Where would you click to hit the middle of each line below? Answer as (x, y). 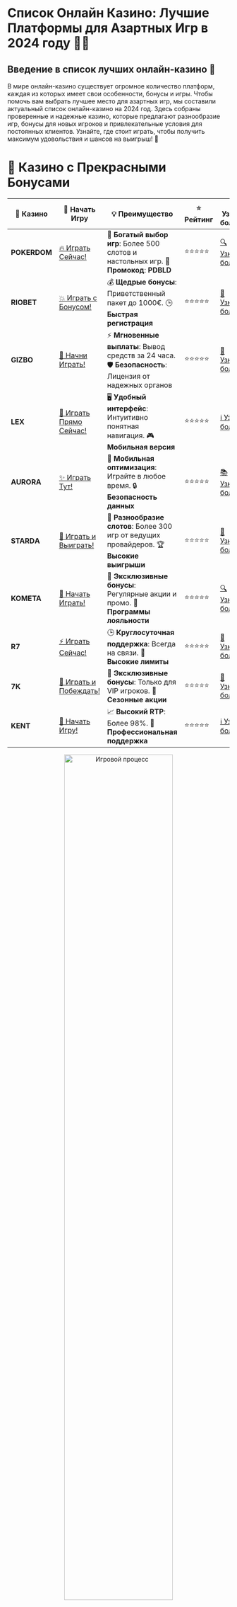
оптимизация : (132, 467)
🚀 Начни (73, 355)
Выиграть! (77, 545)
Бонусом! (75, 307)
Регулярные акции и (142, 594)
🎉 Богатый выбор (138, 234)
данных (121, 505)
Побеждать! (80, 690)
